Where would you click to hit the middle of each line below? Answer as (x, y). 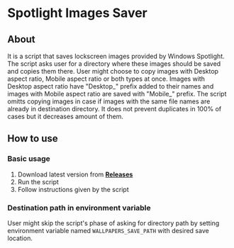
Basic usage (29, 159)
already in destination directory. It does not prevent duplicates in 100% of (115, 109)
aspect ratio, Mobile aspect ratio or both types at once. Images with (106, 79)
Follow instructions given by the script (73, 189)
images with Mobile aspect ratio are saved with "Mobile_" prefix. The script (117, 94)
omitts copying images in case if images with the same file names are (109, 101)
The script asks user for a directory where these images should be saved (114, 64)
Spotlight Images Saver (77, 13)
